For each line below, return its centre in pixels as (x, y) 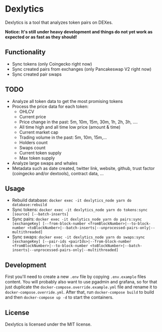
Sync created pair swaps (37, 74)
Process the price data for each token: (50, 106)
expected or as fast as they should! (41, 37)
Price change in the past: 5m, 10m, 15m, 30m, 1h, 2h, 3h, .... (78, 122)
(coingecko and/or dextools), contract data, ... (58, 173)
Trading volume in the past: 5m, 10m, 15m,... (63, 137)
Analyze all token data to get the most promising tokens (67, 101)
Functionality (25, 52)
